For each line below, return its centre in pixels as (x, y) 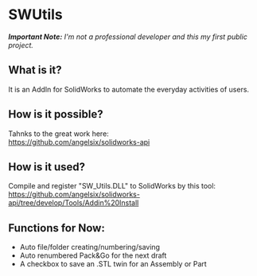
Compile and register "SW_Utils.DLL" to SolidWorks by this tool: (112, 186)
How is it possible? (56, 114)
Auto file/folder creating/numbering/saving (90, 247)
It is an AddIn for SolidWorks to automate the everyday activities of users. (128, 89)
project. (21, 45)
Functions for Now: (56, 228)
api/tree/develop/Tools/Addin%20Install (74, 203)
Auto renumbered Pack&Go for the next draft (93, 255)
